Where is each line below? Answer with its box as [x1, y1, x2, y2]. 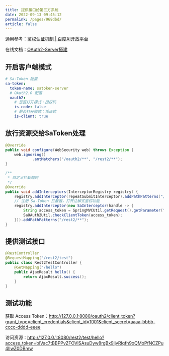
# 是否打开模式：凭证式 [14, 109, 56, 114]
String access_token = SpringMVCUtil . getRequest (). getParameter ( [23, 208, 163, 213]
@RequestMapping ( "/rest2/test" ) [5, 255, 73, 261]
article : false [5, 21, 37, 27]
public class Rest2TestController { [5, 260, 82, 265]
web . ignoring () [14, 152, 46, 157]
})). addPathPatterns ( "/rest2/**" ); [14, 217, 89, 222]
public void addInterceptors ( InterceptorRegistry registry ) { [5, 189, 138, 194]
